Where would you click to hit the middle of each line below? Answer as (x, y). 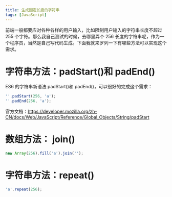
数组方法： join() (40, 140)
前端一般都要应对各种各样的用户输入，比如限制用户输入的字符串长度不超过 (84, 30)
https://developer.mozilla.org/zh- (62, 112)
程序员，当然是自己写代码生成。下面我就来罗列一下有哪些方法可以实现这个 (88, 43)
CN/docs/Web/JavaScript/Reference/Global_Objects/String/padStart (77, 117)
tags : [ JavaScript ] (26, 15)
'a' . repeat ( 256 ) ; (24, 189)
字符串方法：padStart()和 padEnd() (80, 71)
